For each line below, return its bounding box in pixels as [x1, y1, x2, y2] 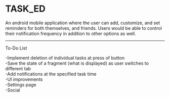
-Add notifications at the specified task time [5, 71, 97, 77]
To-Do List [5, 45, 27, 51]
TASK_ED [5, 3, 46, 15]
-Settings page [5, 81, 36, 87]
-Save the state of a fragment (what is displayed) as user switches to [5, 60, 149, 66]
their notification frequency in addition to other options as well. [5, 30, 136, 36]
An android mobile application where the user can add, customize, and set [5, 20, 160, 26]
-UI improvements [5, 76, 43, 82]
